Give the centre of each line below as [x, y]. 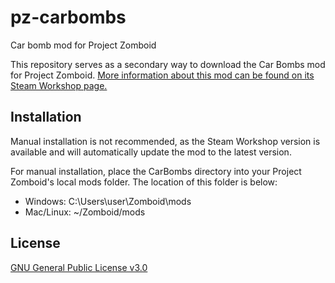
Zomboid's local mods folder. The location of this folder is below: [144, 182]
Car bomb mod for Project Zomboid [83, 45]
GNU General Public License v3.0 [79, 267]
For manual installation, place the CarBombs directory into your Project [156, 171]
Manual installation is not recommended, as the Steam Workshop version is [165, 141]
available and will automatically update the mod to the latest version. [151, 152]
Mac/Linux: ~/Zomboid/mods [85, 212]
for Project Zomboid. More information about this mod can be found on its [162, 75]
